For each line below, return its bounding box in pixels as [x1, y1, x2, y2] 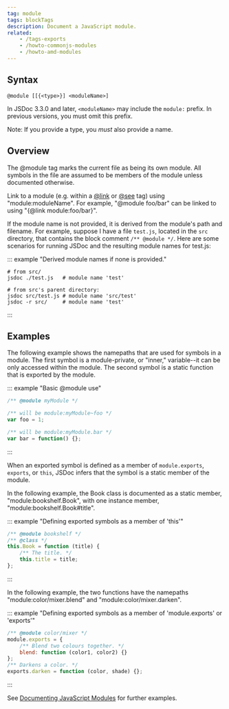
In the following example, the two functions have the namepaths [7, 588, 189, 597]
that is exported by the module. [7, 370, 96, 379]
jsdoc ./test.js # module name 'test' [7, 274, 125, 281]
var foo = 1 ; [7, 417, 45, 423]
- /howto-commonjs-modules [19, 42, 97, 49]
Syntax [7, 74, 39, 86]
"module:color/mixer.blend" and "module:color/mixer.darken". [7, 595, 182, 603]
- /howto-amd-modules [19, 49, 81, 56]
